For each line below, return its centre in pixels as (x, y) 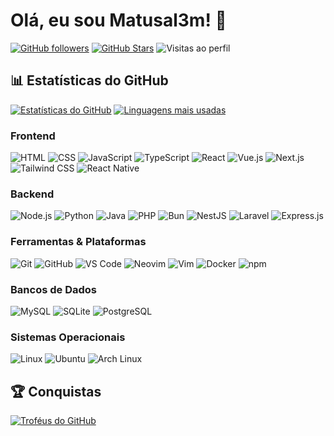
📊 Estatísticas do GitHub (89, 80)
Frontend (33, 136)
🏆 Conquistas (56, 391)
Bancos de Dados (53, 289)
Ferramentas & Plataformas (78, 242)
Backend (32, 194)
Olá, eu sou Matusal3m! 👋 (118, 20)
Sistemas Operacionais (68, 337)
